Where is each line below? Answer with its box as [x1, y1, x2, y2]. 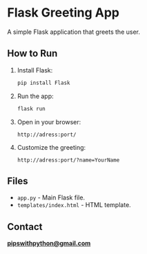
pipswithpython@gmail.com [7, 240, 91, 248]
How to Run [7, 48, 58, 59]
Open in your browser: [17, 117, 81, 126]
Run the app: [17, 92, 54, 100]
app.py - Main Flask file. [17, 193, 85, 202]
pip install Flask [17, 79, 70, 86]
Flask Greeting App [7, 5, 119, 21]
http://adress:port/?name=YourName [17, 157, 120, 164]
